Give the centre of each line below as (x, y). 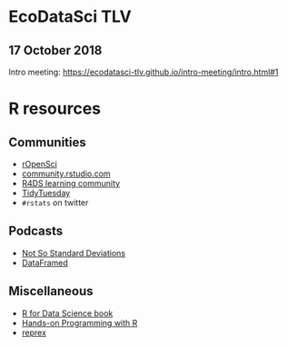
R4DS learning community (70, 183)
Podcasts (36, 231)
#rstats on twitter (55, 203)
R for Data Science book (67, 313)
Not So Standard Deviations (74, 253)
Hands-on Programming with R (79, 322)
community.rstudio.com (66, 173)
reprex (34, 332)
